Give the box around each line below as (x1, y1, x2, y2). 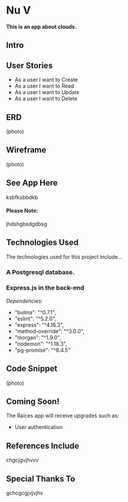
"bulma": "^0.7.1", (14, 308, 56, 316)
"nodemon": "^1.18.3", (14, 340, 67, 347)
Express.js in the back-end (6, 284, 84, 292)
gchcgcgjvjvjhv (6, 490, 43, 497)
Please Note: (6, 207, 38, 214)
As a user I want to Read (14, 82, 74, 89)
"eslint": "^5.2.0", (14, 315, 57, 322)
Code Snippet (6, 363, 58, 374)
